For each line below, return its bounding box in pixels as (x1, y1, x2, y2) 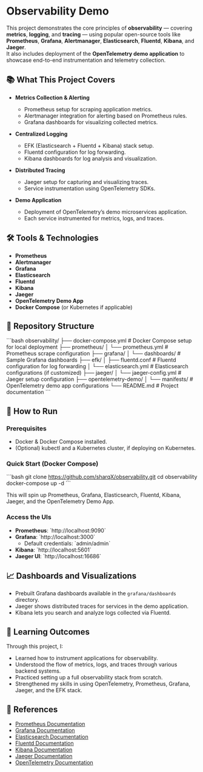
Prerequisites (6, 424, 47, 432)
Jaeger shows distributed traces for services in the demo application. (15, 602, 189, 610)
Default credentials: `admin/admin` (24, 539, 111, 547)
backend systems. (15, 667, 61, 675)
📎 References (6, 704, 58, 714)
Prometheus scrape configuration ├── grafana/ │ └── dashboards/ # (6, 350, 181, 357)
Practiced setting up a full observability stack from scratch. (15, 674, 163, 681)
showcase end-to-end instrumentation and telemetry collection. (6, 56, 166, 64)
